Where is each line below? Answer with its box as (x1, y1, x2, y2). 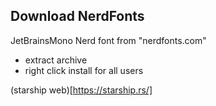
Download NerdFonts (10, 8, 145, 25)
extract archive (24, 54, 88, 66)
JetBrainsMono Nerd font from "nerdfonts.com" (10, 34, 207, 46)
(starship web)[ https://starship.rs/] (10, 84, 153, 96)
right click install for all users (24, 64, 144, 76)
